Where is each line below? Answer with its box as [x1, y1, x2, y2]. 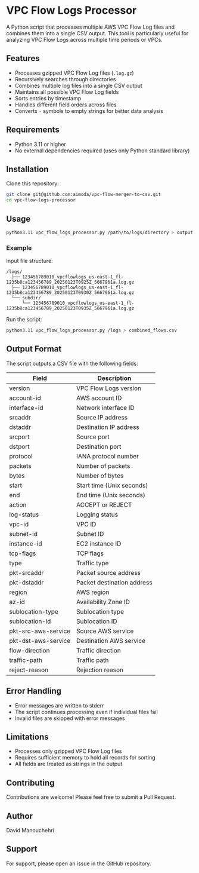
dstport [9, 442, 30, 451]
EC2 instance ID [76, 539, 122, 547]
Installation [6, 164, 49, 174]
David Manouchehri [6, 827, 55, 834]
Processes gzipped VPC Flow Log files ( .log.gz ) [14, 69, 134, 76]
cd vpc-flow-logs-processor [6, 197, 76, 203]
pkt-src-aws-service [9, 627, 71, 635]
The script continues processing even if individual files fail [14, 708, 158, 715]
